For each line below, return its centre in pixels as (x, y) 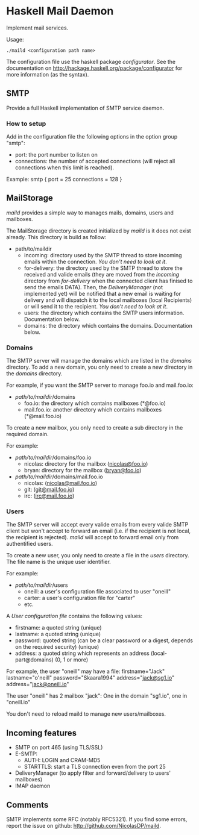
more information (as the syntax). (48, 74)
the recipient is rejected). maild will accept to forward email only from (93, 537)
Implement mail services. (37, 28)
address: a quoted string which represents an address (82, 653)
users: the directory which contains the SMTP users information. (104, 313)
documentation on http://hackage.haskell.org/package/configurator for (94, 68)
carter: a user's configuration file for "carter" (80, 598)
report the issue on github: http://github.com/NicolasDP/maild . (84, 826)
